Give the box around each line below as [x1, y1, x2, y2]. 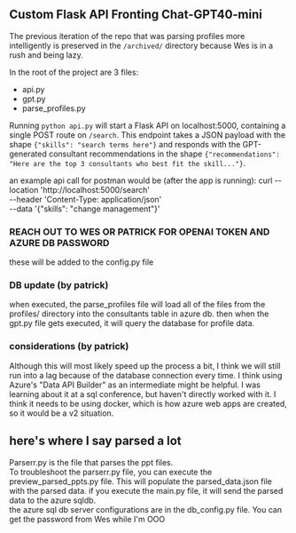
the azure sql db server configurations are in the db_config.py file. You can [9, 504, 282, 514]
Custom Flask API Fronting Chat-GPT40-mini [9, 7, 263, 22]
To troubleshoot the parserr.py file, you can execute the [9, 466, 213, 477]
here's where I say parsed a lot [9, 434, 182, 449]
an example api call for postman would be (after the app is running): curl [9, 175, 273, 186]
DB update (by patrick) [9, 279, 109, 291]
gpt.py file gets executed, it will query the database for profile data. [9, 318, 255, 329]
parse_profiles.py [21, 102, 86, 114]
